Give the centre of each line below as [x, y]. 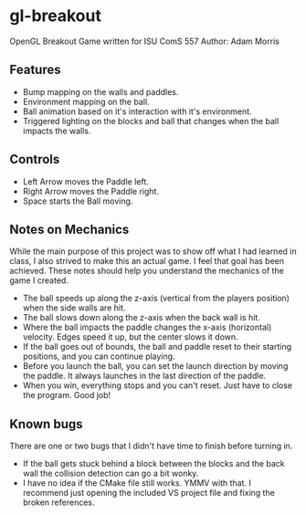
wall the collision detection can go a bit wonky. [111, 473]
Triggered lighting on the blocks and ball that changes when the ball [151, 121]
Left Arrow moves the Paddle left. [85, 181]
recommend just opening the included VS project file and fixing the [149, 493]
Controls [35, 159]
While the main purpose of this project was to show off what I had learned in [153, 251]
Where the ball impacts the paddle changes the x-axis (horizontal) [147, 327]
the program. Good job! [67, 395]
